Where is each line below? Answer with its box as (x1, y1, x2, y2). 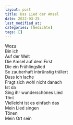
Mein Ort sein (5, 115, 32, 121)
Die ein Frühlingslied (5, 64, 46, 70)
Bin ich (5, 48, 19, 54)
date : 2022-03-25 (5, 16, 40, 21)
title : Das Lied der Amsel (5, 12, 59, 17)
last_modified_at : (5, 20, 42, 26)
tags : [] (5, 30, 23, 35)
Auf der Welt (5, 54, 30, 59)
